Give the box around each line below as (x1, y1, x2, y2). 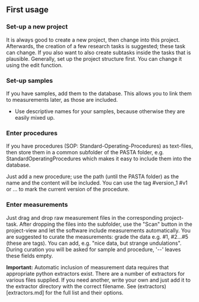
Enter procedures (6, 129, 58, 137)
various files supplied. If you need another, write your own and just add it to (6, 276, 191, 284)
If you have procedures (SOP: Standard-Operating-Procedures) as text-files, (6, 142, 193, 150)
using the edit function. (6, 61, 63, 69)
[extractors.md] (6, 289, 45, 296)
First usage (6, 5, 49, 15)
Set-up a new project (6, 23, 68, 31)
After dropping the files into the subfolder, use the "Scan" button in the (19, 220, 192, 228)
